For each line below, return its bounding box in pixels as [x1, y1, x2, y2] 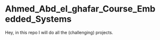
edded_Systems [5, 13, 72, 25]
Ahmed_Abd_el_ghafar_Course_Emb [5, 3, 156, 14]
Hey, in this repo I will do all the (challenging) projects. [5, 29, 113, 35]
